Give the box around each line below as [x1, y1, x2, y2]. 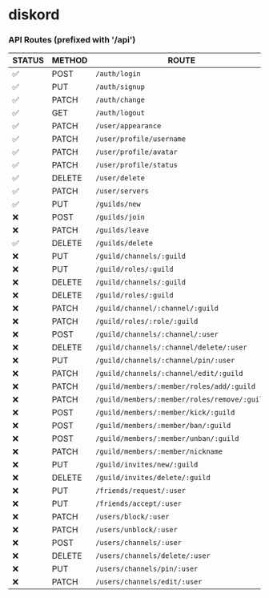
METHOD [51, 55, 88, 66]
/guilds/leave [95, 226, 150, 235]
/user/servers [95, 187, 150, 196]
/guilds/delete [95, 239, 154, 248]
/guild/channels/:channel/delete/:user [95, 343, 247, 352]
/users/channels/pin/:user [95, 564, 199, 574]
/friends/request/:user [95, 487, 187, 495]
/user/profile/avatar [95, 147, 178, 157]
